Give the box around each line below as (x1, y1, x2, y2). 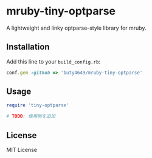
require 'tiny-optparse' (6, 102, 69, 108)
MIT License (6, 146, 38, 153)
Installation (6, 42, 50, 52)
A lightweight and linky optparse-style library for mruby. (6, 24, 147, 31)
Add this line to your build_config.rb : (6, 58, 101, 65)
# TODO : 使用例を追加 (6, 113, 56, 119)
